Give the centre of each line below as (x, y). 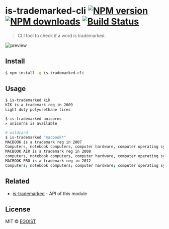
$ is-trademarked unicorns (33, 119)
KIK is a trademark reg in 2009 (39, 105)
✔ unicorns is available (31, 123)
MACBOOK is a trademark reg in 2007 (44, 142)
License (18, 210)
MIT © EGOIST (21, 221)
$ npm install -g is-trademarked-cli (45, 73)
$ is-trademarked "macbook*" (36, 137)
